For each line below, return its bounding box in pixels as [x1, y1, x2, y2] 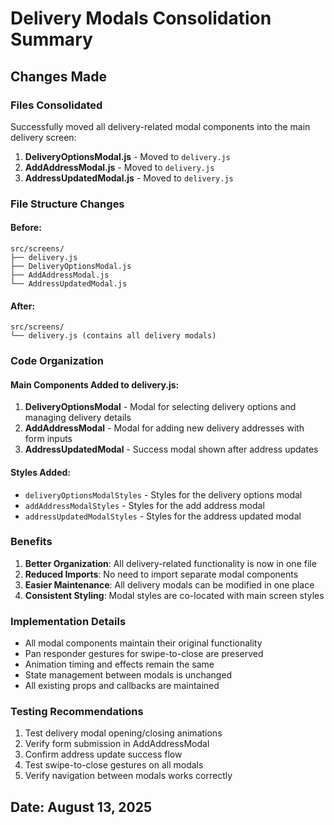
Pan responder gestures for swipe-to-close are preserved [24, 648, 264, 660]
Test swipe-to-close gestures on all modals [24, 759, 204, 771]
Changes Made [10, 68, 107, 85]
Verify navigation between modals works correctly [24, 770, 233, 782]
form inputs [24, 433, 73, 445]
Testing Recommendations [10, 705, 144, 719]
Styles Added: [10, 466, 71, 478]
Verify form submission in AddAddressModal [24, 738, 210, 750]
